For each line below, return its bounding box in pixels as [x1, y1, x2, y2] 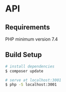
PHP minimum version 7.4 [5, 36, 58, 42]
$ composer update [5, 68, 43, 73]
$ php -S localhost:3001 [5, 82, 57, 87]
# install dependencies [5, 63, 55, 69]
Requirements [5, 23, 50, 31]
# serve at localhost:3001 [5, 77, 61, 82]
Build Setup [5, 50, 42, 59]
